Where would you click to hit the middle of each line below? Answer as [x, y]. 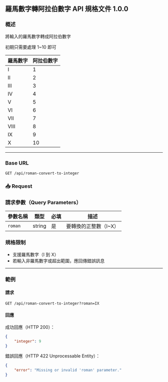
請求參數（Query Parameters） [43, 202]
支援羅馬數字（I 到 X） [35, 254]
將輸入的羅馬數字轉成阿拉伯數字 [38, 36]
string [39, 226]
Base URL [17, 163]
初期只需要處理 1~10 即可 [31, 47]
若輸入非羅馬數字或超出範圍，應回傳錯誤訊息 [58, 261]
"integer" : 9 [28, 341]
